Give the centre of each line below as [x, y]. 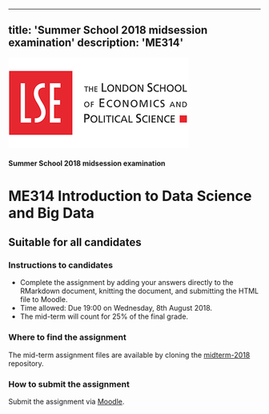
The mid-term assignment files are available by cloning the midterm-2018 [129, 355]
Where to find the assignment [67, 337]
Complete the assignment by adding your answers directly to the [126, 283]
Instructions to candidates [61, 265]
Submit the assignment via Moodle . [66, 401]
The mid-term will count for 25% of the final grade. [104, 316]
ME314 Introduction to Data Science [130, 196]
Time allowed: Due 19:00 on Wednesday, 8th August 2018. [116, 308]
